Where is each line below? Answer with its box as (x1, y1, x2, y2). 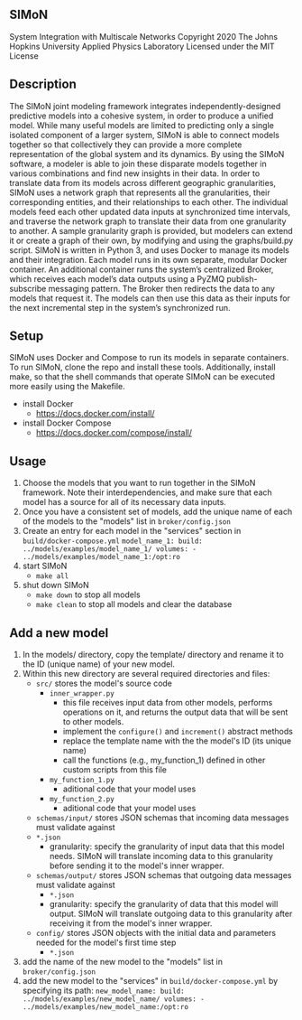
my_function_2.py (49, 795, 114, 804)
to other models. (62, 716, 124, 727)
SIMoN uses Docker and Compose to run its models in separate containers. (9, 352, 289, 363)
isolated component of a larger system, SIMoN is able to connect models (9, 129, 279, 140)
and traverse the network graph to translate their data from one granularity (9, 216, 287, 227)
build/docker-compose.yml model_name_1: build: (22, 537, 203, 546)
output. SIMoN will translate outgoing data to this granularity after (49, 908, 293, 920)
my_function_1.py (49, 776, 114, 785)
